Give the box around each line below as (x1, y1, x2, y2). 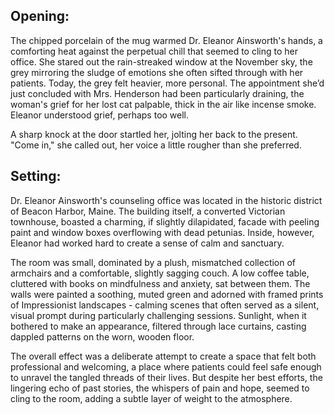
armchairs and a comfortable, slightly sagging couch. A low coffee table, (10, 267, 310, 279)
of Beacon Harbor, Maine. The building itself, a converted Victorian (10, 205, 286, 217)
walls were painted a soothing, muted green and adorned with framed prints (10, 288, 324, 300)
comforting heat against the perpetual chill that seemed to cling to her (10, 45, 298, 57)
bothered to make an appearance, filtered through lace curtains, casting (10, 320, 307, 332)
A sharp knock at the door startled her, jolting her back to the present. (10, 128, 298, 140)
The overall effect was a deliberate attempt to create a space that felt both (10, 350, 317, 362)
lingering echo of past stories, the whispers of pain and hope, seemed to (10, 382, 310, 394)
